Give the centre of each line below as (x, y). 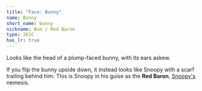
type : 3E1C (20, 35)
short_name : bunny (30, 23)
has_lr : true (23, 40)
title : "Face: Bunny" (34, 12)
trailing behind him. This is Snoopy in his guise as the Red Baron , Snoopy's (101, 76)
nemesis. (18, 82)
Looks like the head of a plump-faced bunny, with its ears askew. (88, 58)
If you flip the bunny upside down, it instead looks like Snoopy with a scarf (100, 70)
